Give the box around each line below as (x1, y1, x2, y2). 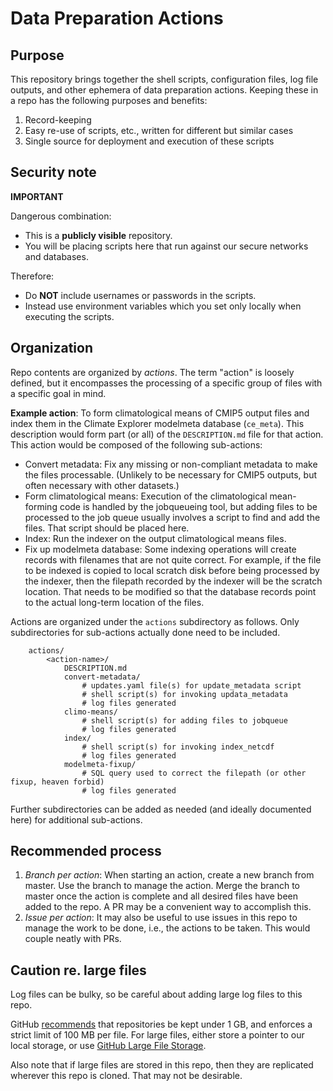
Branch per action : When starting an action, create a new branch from (24, 869, 315, 881)
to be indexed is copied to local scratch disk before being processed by (24, 564, 320, 576)
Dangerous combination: (10, 210, 112, 222)
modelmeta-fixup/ (63, 759, 137, 769)
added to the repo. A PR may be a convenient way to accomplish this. (24, 901, 312, 913)
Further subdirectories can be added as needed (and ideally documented (10, 803, 312, 815)
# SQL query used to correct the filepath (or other (81, 768, 307, 778)
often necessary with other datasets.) (24, 479, 180, 491)
